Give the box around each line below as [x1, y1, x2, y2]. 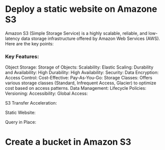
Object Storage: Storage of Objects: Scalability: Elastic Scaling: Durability [5, 64, 154, 70]
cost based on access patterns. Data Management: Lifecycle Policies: [5, 85, 147, 91]
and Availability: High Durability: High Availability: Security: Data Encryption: [5, 70, 159, 75]
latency [5, 36, 20, 41]
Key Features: [5, 53, 39, 60]
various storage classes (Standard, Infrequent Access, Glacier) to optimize [5, 80, 157, 86]
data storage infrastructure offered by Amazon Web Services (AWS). [21, 36, 160, 41]
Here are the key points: [5, 40, 54, 46]
